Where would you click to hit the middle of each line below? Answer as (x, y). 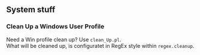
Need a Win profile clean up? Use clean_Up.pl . (64, 39)
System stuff (31, 10)
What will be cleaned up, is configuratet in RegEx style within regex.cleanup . (100, 46)
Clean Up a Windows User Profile (55, 27)
